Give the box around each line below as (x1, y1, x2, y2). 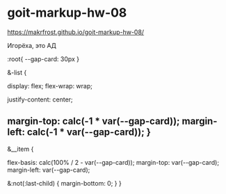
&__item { (7, 145, 34, 153)
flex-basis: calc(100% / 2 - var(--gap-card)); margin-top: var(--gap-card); (7, 158, 220, 166)
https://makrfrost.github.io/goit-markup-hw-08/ (7, 28, 145, 36)
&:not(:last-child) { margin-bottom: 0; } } (7, 179, 122, 187)
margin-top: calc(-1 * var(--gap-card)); (7, 115, 180, 127)
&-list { (7, 68, 27, 76)
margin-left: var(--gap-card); (7, 165, 90, 174)
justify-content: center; (7, 95, 73, 104)
